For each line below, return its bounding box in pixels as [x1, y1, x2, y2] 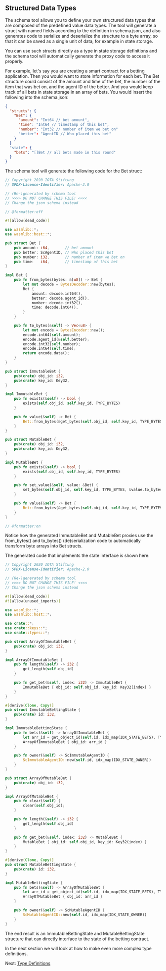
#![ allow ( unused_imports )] [5, 598, 61, 603]
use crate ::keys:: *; [5, 626, 48, 631]
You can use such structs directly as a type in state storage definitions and [5, 48, 157, 54]
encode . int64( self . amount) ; [23, 332, 81, 337]
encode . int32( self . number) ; [23, 341, 81, 346]
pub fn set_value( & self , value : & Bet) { [14, 483, 98, 487]
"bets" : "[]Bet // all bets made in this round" [14, 150, 116, 155]
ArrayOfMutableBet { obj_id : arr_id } [23, 894, 103, 899]
